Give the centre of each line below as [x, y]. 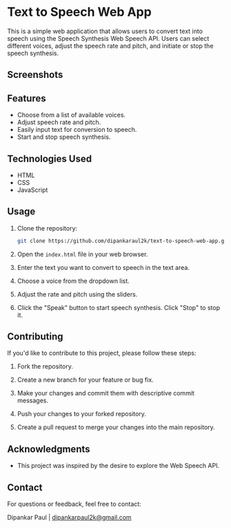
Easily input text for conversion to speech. [77, 130]
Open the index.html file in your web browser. [82, 254]
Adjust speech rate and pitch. [59, 122]
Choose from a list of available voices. [71, 115]
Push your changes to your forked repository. [82, 414]
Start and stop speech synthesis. [64, 137]
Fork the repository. [45, 366]
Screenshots [35, 75]
